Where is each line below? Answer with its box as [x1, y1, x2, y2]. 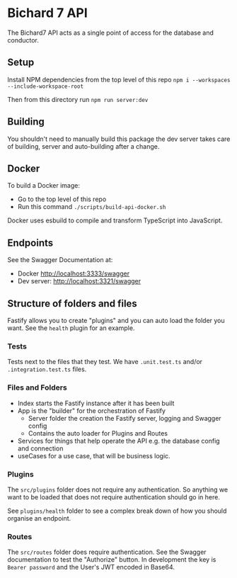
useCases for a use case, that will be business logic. [17, 451, 171, 460]
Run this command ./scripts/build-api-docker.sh [17, 203, 166, 211]
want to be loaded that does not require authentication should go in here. [7, 492, 221, 501]
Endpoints [7, 237, 54, 249]
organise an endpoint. [7, 514, 71, 522]
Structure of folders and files [7, 297, 138, 310]
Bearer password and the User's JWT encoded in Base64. [7, 563, 175, 572]
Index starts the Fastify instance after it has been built [17, 399, 175, 407]
